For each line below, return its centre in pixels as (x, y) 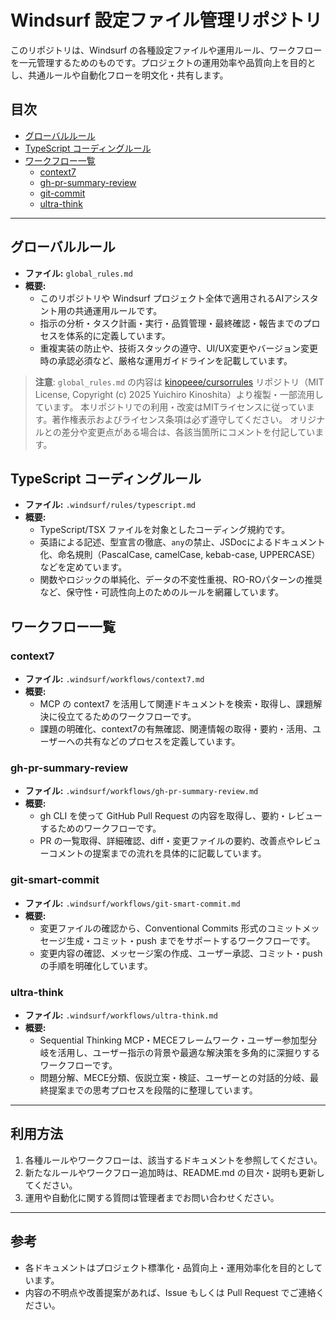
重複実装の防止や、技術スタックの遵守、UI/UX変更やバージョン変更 (179, 348)
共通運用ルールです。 (118, 310)
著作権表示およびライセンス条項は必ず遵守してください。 (169, 419)
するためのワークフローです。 (100, 828)
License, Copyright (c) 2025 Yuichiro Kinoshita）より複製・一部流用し (179, 394)
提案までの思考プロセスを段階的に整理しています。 (153, 1090)
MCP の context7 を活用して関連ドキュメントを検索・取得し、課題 (176, 704)
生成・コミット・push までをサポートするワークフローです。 (191, 940)
